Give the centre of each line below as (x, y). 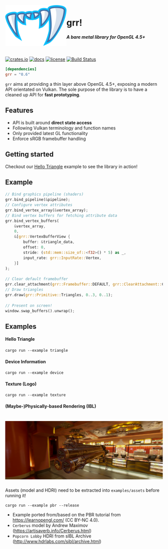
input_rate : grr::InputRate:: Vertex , (62, 258)
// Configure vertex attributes (39, 205)
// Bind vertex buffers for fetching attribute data (61, 215)
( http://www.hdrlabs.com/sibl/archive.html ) (57, 541)
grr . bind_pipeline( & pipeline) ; (38, 200)
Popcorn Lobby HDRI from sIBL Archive (52, 536)
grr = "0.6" (17, 75)
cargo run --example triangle (37, 351)
